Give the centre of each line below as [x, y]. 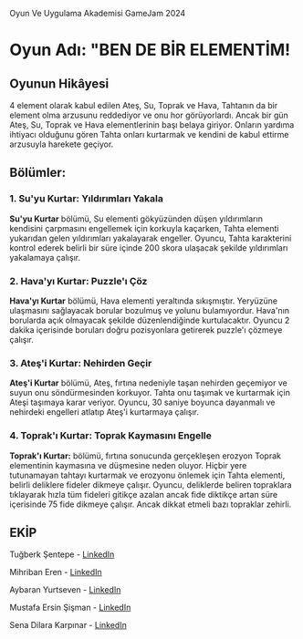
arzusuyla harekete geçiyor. [62, 144]
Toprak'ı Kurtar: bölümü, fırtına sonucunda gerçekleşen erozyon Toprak [145, 456]
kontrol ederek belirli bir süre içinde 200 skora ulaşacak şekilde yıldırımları [149, 247]
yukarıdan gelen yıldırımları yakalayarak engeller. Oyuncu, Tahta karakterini [151, 238]
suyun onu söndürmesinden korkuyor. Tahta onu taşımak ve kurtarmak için [150, 393]
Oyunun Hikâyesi [59, 83]
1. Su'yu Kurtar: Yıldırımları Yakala [87, 199]
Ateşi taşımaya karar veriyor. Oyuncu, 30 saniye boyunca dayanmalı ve [142, 402]
